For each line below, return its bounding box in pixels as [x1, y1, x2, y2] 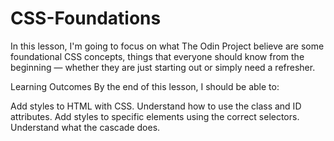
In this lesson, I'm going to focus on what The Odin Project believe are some [10, 40, 325, 52]
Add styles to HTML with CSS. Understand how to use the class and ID [10, 100, 302, 112]
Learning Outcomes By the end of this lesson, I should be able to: [10, 80, 280, 92]
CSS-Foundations [10, 7, 162, 30]
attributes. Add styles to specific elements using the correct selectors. [10, 110, 300, 122]
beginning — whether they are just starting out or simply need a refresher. [10, 61, 316, 73]
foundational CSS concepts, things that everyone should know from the [10, 50, 305, 62]
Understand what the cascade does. [10, 121, 161, 133]
